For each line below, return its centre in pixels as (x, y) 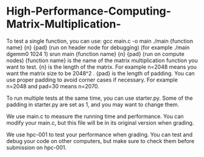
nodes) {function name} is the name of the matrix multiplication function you (102, 60)
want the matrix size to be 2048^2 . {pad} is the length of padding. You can (100, 73)
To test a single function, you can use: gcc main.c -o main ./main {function (100, 41)
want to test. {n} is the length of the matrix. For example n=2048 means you (101, 67)
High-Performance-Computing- (89, 11)
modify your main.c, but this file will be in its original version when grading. (100, 122)
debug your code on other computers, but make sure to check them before (100, 141)
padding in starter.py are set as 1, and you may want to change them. (93, 104)
